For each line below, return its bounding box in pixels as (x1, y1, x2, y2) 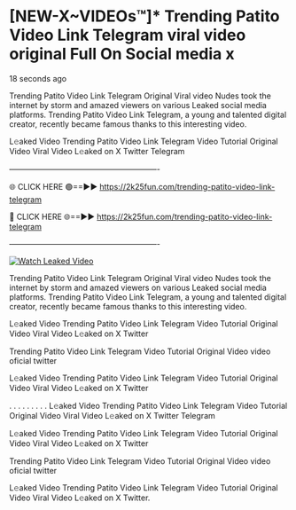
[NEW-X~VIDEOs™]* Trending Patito (9, 6, 281, 27)
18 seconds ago (9, 73, 67, 83)
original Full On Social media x (9, 44, 235, 64)
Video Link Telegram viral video (9, 25, 246, 45)
